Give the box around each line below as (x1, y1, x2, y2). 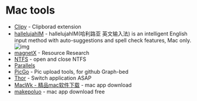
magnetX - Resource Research (14, 49, 90, 56)
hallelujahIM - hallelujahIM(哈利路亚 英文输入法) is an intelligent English (14, 30, 188, 37)
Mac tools (5, 4, 56, 17)
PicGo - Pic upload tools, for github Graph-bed (14, 68, 129, 75)
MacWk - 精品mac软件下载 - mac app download (14, 81, 132, 89)
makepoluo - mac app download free (14, 88, 105, 95)
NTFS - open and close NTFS (14, 56, 87, 63)
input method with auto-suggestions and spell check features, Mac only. (14, 37, 192, 44)
